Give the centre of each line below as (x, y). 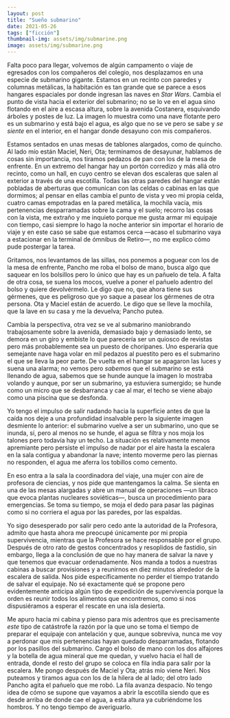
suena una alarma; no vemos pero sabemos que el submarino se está (105, 368)
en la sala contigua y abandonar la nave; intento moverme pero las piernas (113, 455)
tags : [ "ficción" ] (33, 33)
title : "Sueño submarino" (44, 20)
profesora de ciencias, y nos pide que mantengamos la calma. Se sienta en (113, 483)
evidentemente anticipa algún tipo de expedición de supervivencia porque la (115, 591)
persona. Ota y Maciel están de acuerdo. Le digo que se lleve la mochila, (110, 304)
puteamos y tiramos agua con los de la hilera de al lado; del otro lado (105, 678)
